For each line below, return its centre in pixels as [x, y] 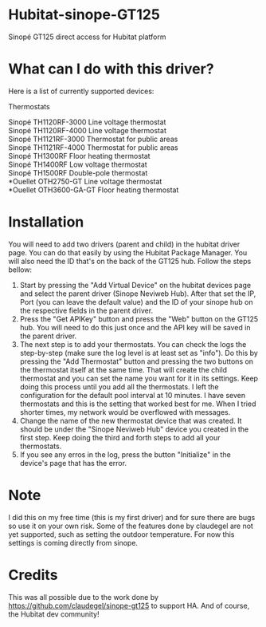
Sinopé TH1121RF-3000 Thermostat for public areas [93, 139]
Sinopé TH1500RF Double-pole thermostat [78, 172]
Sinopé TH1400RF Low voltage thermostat [78, 164]
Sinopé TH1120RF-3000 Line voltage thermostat [87, 122]
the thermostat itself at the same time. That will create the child [123, 369]
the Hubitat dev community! [54, 614]
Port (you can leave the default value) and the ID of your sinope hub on [136, 302]
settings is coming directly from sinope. [73, 542]
